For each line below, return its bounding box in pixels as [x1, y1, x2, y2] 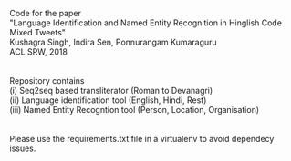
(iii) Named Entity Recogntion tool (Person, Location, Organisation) [9, 105, 260, 115]
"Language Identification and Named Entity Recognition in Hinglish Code [9, 17, 283, 28]
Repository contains [9, 75, 85, 86]
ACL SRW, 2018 [9, 46, 68, 57]
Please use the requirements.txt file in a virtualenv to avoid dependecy [9, 134, 275, 144]
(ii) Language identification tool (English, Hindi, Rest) [9, 95, 207, 106]
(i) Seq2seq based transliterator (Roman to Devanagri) [9, 86, 213, 96]
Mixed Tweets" [9, 27, 67, 37]
